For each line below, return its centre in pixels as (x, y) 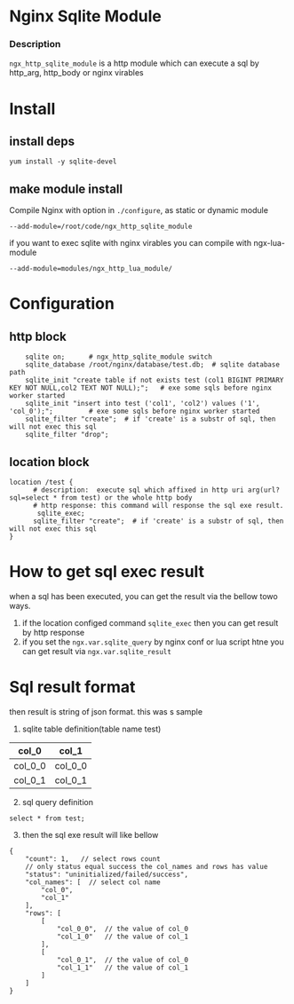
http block (38, 336)
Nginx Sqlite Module (85, 16)
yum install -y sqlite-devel (63, 162)
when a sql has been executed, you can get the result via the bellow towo (143, 597)
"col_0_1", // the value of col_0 (123, 960)
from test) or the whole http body (127, 498)
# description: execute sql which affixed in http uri (138, 490)
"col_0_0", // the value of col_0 (123, 929)
